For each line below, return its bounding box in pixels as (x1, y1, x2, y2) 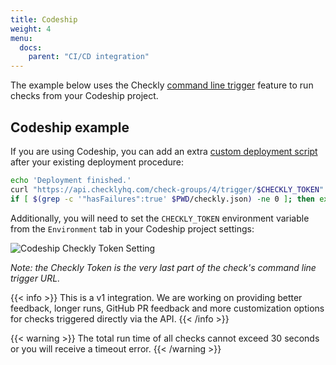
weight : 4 (10, 24, 52, 34)
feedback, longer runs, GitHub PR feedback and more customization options (10, 302, 325, 314)
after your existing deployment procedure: (10, 156, 185, 168)
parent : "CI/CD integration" (28, 52, 150, 62)
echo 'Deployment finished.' (10, 175, 132, 185)
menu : (10, 33, 33, 43)
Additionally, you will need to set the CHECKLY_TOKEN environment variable (10, 212, 310, 224)
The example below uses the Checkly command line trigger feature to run (10, 79, 314, 91)
